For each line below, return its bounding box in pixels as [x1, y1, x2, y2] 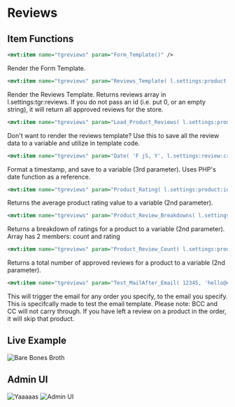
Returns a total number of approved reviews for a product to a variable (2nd [7, 258, 225, 267]
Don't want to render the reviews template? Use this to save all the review [7, 131, 220, 139]
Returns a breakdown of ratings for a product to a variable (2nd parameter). [7, 225, 225, 233]
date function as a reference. [7, 172, 91, 181]
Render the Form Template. [7, 64, 86, 72]
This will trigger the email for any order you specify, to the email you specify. [7, 292, 229, 301]
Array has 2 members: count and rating [7, 233, 120, 241]
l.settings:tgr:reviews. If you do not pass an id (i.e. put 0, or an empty [7, 97, 206, 106]
